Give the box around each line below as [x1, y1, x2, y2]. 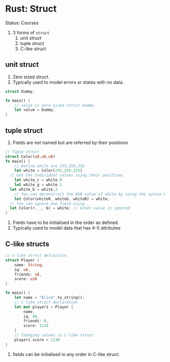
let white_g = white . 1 [14, 183, 62, 188]
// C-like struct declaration [14, 299, 78, 305]
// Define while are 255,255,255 [14, 163, 85, 168]
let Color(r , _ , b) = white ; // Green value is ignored [10, 206, 130, 211]
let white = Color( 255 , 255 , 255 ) [14, 168, 82, 173]
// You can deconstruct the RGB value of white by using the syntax [14, 192, 162, 197]
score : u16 [14, 277, 37, 282]
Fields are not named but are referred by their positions [12, 140, 128, 146]
